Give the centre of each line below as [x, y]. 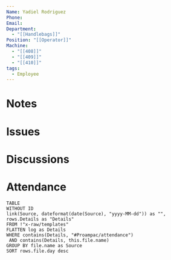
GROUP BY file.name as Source [44, 245]
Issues [23, 132]
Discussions [38, 159]
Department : [21, 29]
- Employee [25, 74]
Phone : [15, 18]
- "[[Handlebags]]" [36, 35]
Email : [15, 23]
